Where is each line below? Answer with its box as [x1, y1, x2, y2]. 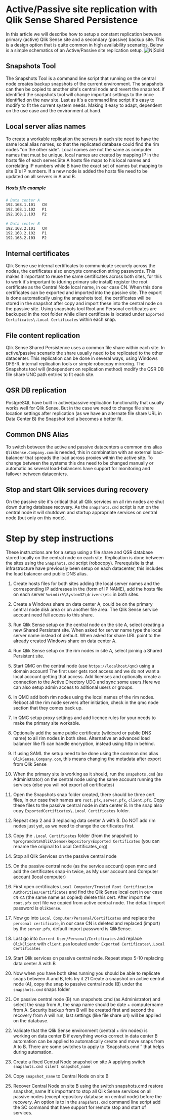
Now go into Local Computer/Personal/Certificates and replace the [13, 915, 155, 921]
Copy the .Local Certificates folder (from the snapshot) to [13, 833, 138, 839]
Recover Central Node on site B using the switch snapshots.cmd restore [13, 1083, 163, 1089]
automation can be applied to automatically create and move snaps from [13, 1039, 164, 1045]
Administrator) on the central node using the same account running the [13, 776, 161, 782]
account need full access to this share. [13, 612, 94, 618]
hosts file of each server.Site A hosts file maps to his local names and [6, 157, 151, 163]
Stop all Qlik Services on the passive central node [13, 853, 117, 859]
